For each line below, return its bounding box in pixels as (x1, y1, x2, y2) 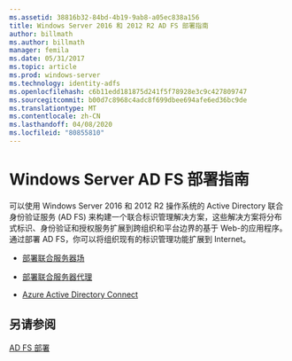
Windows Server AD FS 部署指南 (9, 169, 250, 190)
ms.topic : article (9, 63, 77, 72)
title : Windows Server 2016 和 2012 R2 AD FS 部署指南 (9, 21, 210, 30)
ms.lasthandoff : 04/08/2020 (9, 121, 113, 129)
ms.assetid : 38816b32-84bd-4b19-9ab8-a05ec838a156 (9, 12, 200, 22)
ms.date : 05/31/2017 (9, 54, 86, 63)
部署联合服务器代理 (21, 271, 93, 282)
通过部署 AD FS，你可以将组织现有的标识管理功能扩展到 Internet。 (9, 233, 250, 244)
